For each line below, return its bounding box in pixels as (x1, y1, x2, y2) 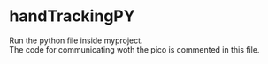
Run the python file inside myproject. (9, 35, 143, 46)
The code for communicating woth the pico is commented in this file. (9, 44, 260, 54)
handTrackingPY (9, 6, 135, 26)
